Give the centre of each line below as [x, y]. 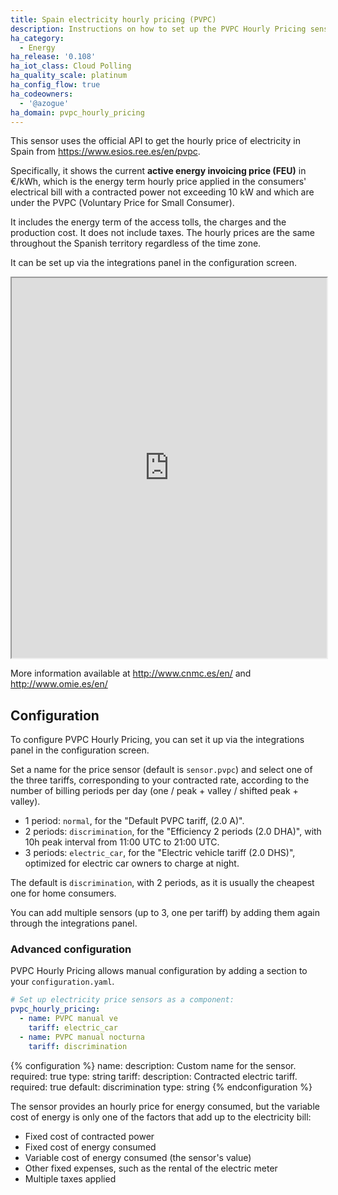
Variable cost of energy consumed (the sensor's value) [138, 1157]
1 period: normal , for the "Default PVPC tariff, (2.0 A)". [134, 821]
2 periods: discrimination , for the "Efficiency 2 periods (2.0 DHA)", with [173, 832]
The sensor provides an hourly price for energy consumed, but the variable [165, 1106]
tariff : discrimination [78, 1046]
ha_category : [37, 38]
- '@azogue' [44, 103]
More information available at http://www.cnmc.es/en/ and [131, 673]
